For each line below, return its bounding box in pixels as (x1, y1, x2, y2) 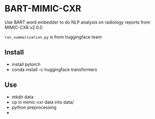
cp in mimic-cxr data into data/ (11, 99, 74, 105)
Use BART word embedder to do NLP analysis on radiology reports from (4, 19, 151, 25)
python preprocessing (11, 104, 57, 110)
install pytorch (11, 61, 41, 67)
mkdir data (11, 94, 34, 100)
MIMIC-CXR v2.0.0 (4, 24, 43, 30)
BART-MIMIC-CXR (4, 3, 81, 14)
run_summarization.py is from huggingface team (4, 34, 102, 40)
